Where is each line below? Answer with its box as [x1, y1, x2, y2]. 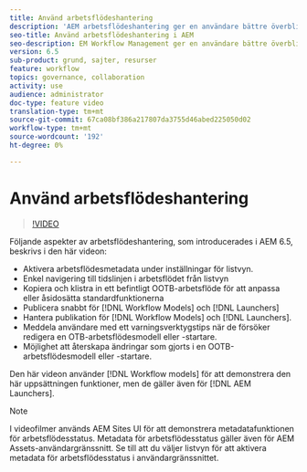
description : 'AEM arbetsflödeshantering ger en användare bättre [9, 22, 268, 31]
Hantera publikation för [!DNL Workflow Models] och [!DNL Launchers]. [22, 311, 292, 322]
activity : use [9, 81, 64, 90]
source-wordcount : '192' [9, 132, 104, 142]
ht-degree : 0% [9, 141, 64, 150]
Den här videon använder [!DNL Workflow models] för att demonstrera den [9, 368, 291, 379]
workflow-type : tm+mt [9, 124, 92, 133]
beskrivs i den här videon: [9, 246, 108, 257]
